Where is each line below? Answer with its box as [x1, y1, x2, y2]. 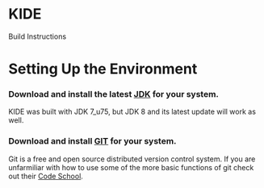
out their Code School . [8, 171, 83, 181]
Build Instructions [8, 31, 67, 41]
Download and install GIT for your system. [8, 136, 177, 147]
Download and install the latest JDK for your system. [8, 89, 220, 100]
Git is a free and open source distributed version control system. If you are [8, 154, 256, 164]
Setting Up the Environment [8, 60, 198, 78]
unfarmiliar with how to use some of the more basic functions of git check [8, 162, 254, 172]
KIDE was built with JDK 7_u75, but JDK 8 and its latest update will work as [8, 107, 257, 117]
